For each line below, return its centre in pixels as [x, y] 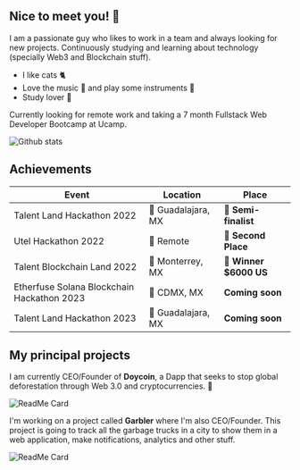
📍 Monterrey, [176, 261]
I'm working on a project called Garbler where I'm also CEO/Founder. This [145, 421]
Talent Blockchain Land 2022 [75, 266]
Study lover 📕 [47, 97]
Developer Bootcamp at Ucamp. [68, 124]
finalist [239, 221]
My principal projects [70, 355]
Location [182, 195]
